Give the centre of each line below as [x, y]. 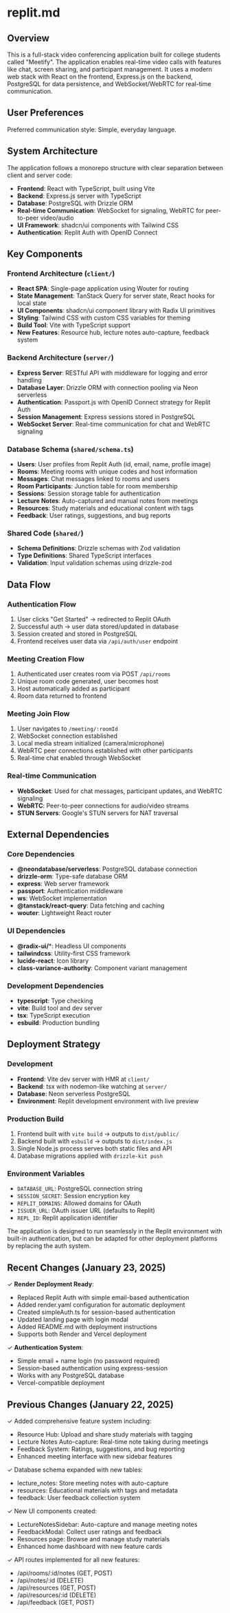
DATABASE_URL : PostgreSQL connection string [80, 1189]
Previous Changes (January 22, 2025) [90, 1405]
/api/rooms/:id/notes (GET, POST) [65, 1573]
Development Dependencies [56, 985]
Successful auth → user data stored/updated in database [98, 626]
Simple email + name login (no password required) [88, 1361]
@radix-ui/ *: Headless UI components [72, 946]
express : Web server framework [63, 884]
